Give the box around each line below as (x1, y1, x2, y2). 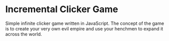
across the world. (5, 31, 43, 37)
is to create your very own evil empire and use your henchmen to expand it (5, 25, 163, 31)
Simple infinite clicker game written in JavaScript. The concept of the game (5, 20, 164, 26)
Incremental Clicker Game (5, 4, 118, 15)
